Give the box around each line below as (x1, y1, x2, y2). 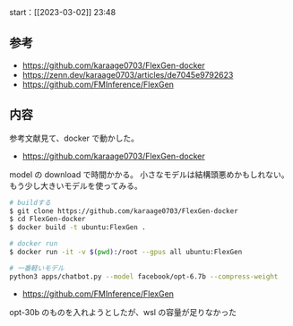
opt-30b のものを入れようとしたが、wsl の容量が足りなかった (9, 306, 237, 317)
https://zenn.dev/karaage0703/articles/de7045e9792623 (22, 69, 234, 80)
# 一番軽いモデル (9, 263, 65, 272)
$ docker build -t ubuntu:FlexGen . (9, 223, 146, 232)
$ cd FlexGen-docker (9, 215, 87, 224)
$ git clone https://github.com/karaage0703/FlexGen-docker (9, 206, 239, 216)
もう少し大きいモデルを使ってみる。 (9, 180, 142, 191)
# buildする (9, 198, 51, 207)
